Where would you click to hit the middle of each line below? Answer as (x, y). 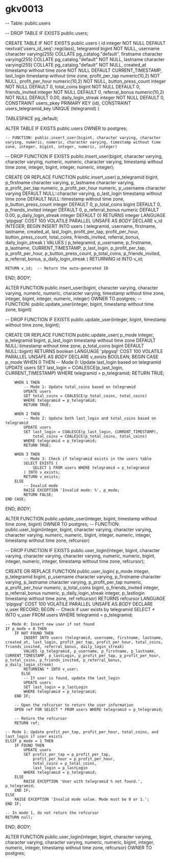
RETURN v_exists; (42, 477)
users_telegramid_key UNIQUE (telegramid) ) (52, 108)
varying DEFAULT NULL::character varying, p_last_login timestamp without (84, 193)
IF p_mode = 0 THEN (26, 629)
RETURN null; (19, 817)
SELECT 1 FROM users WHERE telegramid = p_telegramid (91, 467)
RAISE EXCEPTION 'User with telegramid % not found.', (83, 781)
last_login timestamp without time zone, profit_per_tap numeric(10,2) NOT (83, 75)
